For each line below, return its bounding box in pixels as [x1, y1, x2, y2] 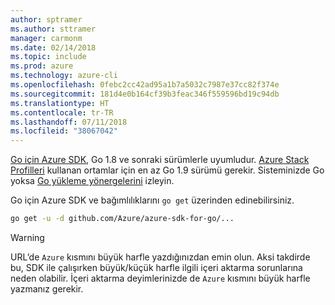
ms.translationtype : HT [10, 98, 110, 108]
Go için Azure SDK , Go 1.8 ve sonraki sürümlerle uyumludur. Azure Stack [10, 154, 310, 166]
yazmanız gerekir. [10, 283, 84, 295]
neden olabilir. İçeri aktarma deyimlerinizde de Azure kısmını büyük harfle [10, 272, 311, 284]
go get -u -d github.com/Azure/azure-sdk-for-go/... [10, 214, 235, 224]
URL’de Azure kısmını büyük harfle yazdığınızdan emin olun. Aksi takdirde [10, 251, 311, 263]
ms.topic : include [10, 52, 87, 62]
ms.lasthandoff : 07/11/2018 [10, 117, 128, 127]
